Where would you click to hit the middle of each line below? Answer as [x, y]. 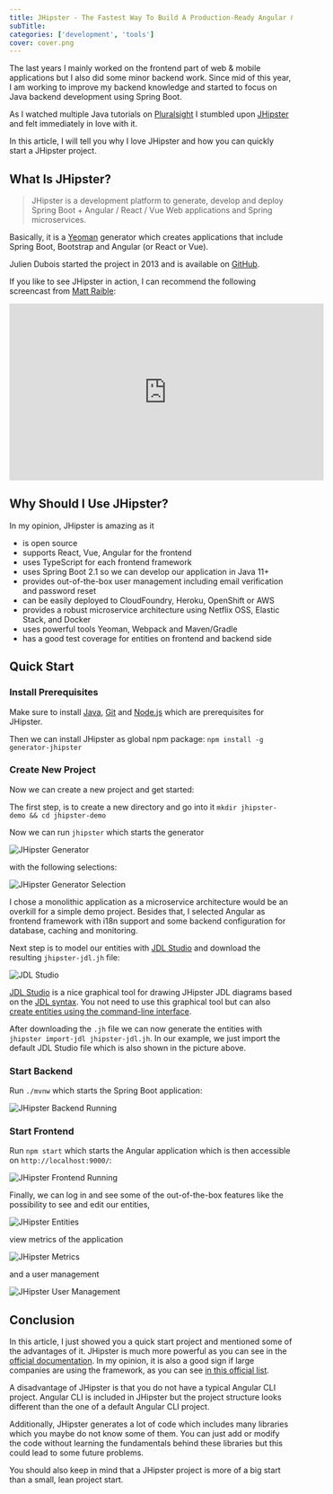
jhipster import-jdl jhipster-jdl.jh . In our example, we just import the [145, 1038]
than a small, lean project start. [66, 1480]
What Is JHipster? [61, 179]
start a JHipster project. [53, 151]
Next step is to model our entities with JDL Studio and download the [135, 948]
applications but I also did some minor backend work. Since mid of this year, [150, 78]
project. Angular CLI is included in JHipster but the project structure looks [145, 1397]
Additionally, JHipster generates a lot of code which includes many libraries [149, 1424]
